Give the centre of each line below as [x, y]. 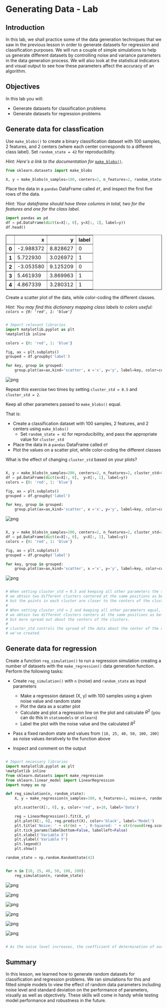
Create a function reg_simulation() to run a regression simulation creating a [83, 660]
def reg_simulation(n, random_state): [46, 794]
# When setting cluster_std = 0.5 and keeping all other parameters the [82, 592]
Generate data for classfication [55, 129]
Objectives [23, 87]
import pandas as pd [27, 218]
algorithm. [16, 71]
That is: [13, 414]
